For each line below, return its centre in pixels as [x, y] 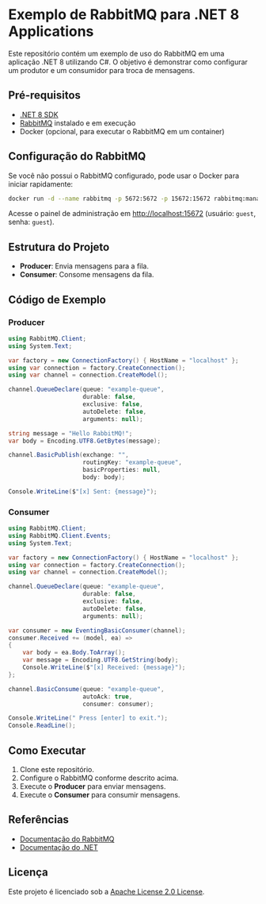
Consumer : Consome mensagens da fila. [87, 275]
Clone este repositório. [57, 770]
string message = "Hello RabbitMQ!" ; [70, 433]
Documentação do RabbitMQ [67, 839]
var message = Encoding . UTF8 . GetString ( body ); [101, 660]
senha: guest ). [31, 222]
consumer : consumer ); [118, 704]
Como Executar [47, 750]
